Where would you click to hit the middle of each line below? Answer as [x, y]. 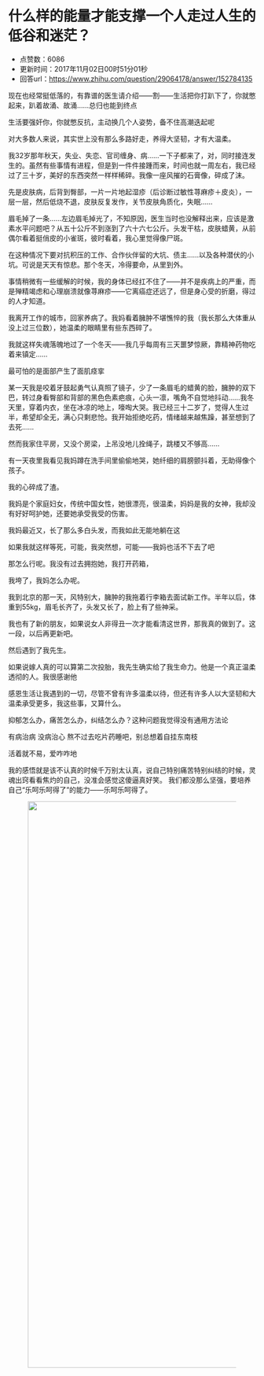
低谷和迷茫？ [50, 36]
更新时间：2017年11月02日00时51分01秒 [83, 68]
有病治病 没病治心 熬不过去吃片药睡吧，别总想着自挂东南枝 [103, 736]
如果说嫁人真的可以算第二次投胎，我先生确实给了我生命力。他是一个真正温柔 [132, 666]
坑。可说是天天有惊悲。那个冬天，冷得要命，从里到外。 [97, 264]
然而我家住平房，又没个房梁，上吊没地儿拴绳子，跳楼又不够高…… [114, 443]
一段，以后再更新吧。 [42, 633]
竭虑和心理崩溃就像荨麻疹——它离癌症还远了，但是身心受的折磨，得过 [142, 291]
